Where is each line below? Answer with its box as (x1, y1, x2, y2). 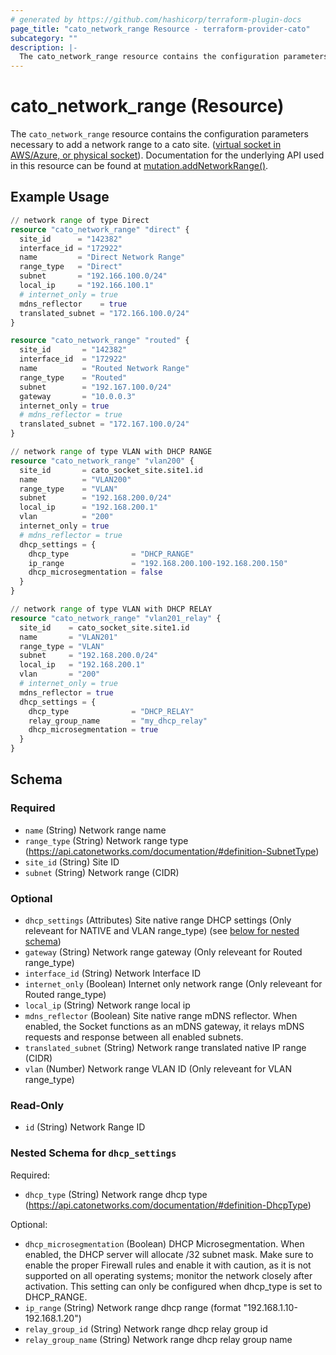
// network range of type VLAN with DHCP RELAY (10, 604, 213, 614)
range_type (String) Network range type (24, 834, 189, 846)
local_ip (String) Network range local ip (24, 999, 191, 1011)
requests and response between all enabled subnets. (24, 1031, 244, 1043)
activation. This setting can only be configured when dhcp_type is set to (24, 1280, 323, 1292)
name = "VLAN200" (19, 474, 132, 485)
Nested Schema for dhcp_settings (10, 1146, 177, 1160)
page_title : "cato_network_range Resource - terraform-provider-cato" (10, 24, 311, 34)
